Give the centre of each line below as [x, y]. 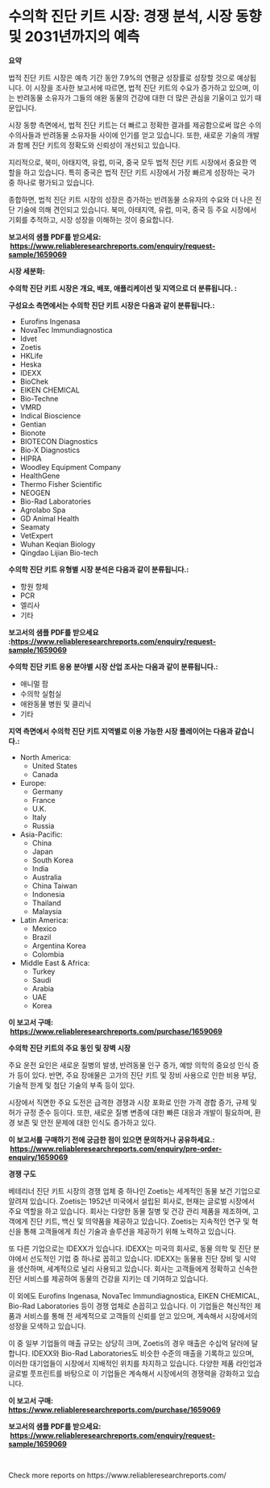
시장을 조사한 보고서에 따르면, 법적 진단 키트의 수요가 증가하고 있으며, [142, 87]
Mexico [44, 929]
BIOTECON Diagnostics [59, 441]
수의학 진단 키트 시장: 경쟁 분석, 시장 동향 [135, 17]
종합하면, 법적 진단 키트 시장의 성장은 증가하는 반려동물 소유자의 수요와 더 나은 [131, 199]
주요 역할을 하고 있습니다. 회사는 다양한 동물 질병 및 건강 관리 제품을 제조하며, [130, 1211]
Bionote [33, 433]
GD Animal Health [50, 518]
